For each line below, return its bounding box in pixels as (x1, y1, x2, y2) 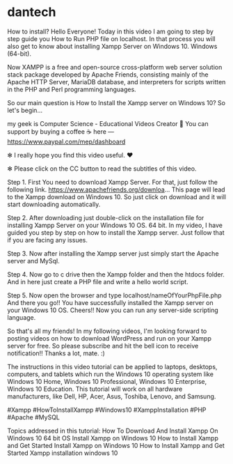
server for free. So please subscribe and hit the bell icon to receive (7, 341, 199, 350)
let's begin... (7, 106, 43, 114)
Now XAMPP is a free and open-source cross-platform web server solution (7, 63, 223, 71)
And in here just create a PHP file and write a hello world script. (7, 277, 189, 286)
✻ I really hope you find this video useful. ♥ (7, 150, 134, 159)
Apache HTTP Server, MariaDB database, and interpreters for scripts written (7, 77, 226, 86)
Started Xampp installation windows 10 (7, 449, 118, 457)
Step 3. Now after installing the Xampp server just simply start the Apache (7, 249, 219, 258)
